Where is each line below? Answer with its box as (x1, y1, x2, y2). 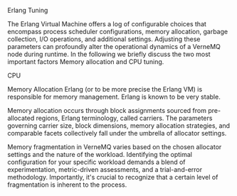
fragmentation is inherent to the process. (7, 180, 127, 189)
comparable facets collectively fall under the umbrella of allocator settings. (7, 129, 227, 137)
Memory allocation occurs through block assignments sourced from (7, 107, 206, 114)
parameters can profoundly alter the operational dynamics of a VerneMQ (7, 43, 221, 50)
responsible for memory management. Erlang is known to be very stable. (7, 92, 221, 101)
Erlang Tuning (7, 6, 48, 14)
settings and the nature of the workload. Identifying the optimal (7, 151, 192, 158)
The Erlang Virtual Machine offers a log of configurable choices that (7, 20, 206, 28)
